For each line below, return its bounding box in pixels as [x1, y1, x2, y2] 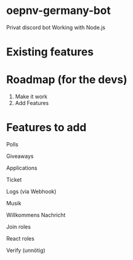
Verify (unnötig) [6, 247, 45, 254]
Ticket [6, 176, 22, 183]
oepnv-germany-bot [6, 4, 111, 18]
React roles [6, 235, 34, 242]
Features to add [6, 121, 86, 134]
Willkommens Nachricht [6, 211, 66, 219]
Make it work [15, 93, 48, 100]
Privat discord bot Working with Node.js [6, 24, 106, 31]
